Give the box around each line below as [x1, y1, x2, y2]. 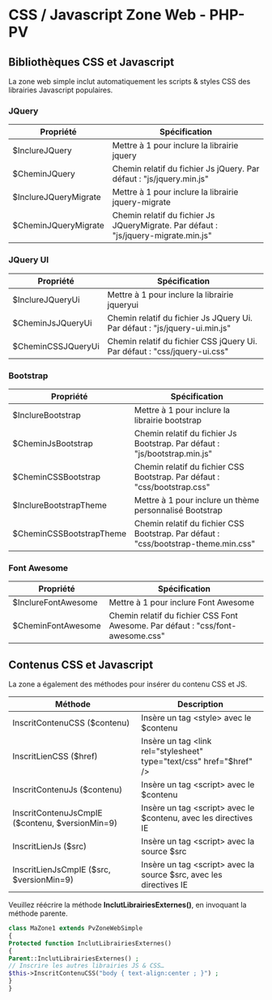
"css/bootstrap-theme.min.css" [134, 538, 256, 549]
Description [176, 699, 224, 709]
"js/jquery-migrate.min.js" [112, 230, 212, 241]
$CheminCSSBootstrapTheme [12, 528, 127, 539]
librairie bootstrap [134, 415, 202, 426]
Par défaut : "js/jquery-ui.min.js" [107, 322, 232, 334]
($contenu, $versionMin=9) [12, 818, 118, 828]
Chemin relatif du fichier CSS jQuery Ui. [107, 335, 257, 347]
